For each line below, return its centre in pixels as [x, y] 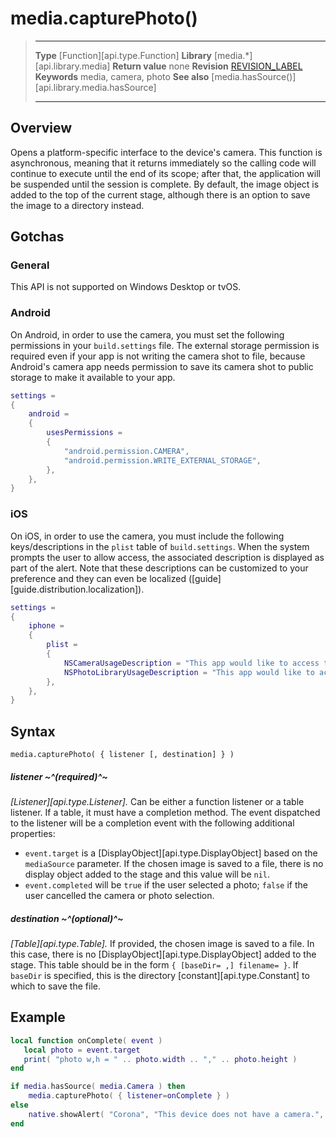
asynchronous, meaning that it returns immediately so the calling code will [163, 163]
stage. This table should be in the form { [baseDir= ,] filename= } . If [154, 965]
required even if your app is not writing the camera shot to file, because [158, 356]
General [30, 265]
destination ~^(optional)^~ [67, 918]
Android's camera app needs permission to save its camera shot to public [162, 366]
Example [38, 1017]
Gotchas [37, 237]
